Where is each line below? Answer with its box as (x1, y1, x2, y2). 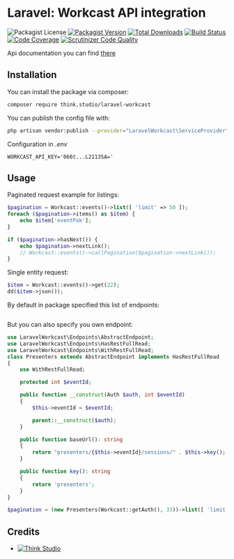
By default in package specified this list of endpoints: (7, 301, 160, 309)
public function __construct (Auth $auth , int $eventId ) (19, 392, 186, 399)
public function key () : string (19, 468, 111, 475)
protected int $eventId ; (19, 378, 92, 386)
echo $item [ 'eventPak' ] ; (19, 217, 92, 224)
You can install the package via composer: (7, 87, 129, 95)
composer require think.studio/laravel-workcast (7, 101, 151, 108)
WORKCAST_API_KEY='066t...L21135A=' (7, 153, 114, 160)
